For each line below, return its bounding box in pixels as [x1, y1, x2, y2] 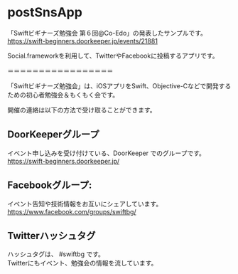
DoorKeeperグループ [7, 129, 99, 141]
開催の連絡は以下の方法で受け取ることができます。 [7, 105, 156, 114]
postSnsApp [7, 4, 83, 21]
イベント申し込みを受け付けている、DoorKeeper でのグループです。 [7, 149, 206, 157]
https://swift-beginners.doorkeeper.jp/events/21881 [7, 36, 158, 45]
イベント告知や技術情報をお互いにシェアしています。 [7, 199, 163, 208]
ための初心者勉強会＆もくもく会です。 [7, 90, 119, 99]
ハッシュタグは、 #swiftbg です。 [7, 250, 105, 258]
